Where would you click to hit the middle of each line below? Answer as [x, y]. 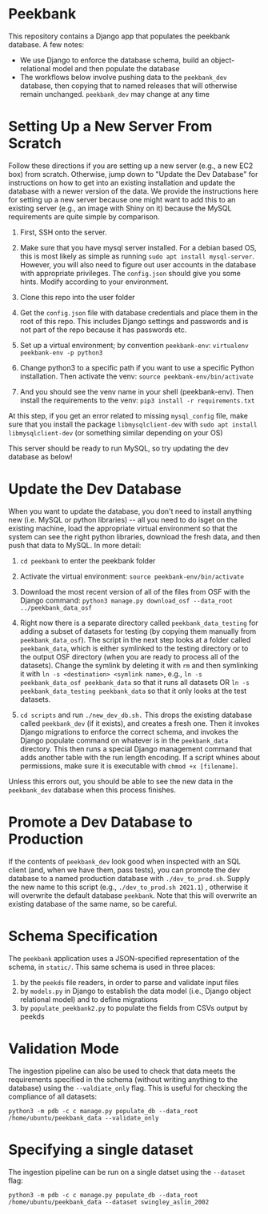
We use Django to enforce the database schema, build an [114, 60]
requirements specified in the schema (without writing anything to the [123, 1079]
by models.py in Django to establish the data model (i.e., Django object [136, 991]
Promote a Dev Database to [101, 822]
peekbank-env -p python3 [61, 353]
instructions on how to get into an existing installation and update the [122, 182]
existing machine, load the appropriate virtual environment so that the [123, 528]
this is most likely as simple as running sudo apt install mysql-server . [137, 256]
